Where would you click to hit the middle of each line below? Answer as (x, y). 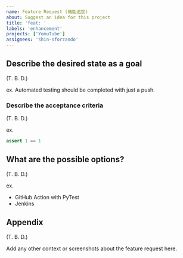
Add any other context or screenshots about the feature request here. (92, 248)
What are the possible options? (65, 160)
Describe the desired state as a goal (74, 64)
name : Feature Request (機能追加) (47, 12)
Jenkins (24, 204)
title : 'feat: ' (26, 23)
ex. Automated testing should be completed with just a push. (80, 90)
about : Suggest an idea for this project (58, 17)
